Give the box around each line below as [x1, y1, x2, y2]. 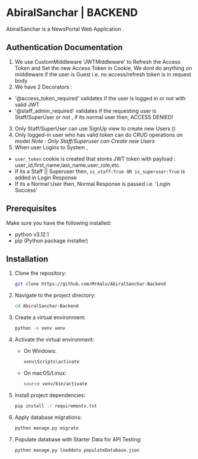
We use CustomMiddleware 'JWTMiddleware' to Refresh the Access [14, 58, 181, 65]
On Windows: [23, 347, 57, 354]
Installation [6, 254, 48, 264]
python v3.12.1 [14, 231, 49, 238]
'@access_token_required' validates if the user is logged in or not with [14, 94, 186, 101]
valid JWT [14, 101, 40, 108]
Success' [14, 186, 38, 194]
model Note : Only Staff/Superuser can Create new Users [14, 137, 155, 145]
